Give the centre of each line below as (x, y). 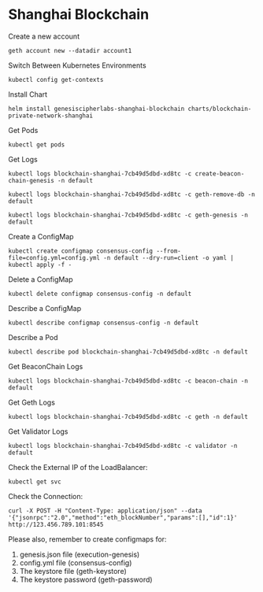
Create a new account (44, 36)
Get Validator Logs (38, 431)
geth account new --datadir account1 (70, 50)
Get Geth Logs (31, 402)
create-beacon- (220, 174)
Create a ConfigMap (41, 236)
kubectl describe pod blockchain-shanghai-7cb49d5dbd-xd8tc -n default (128, 352)
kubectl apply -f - (40, 265)
